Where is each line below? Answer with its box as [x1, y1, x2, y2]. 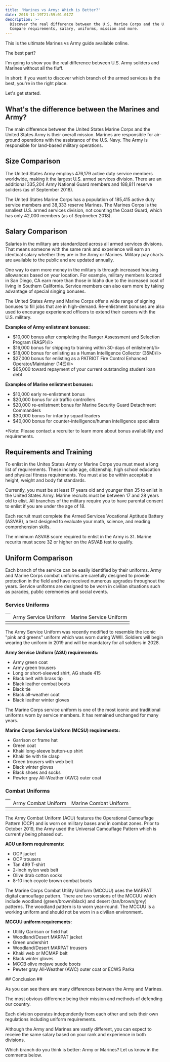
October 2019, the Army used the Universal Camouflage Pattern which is [5, 825, 157, 832]
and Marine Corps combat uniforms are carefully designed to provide [5, 573, 150, 579]
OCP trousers [12, 856, 41, 862]
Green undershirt [12, 939, 49, 945]
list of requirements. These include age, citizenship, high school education [5, 466, 160, 473]
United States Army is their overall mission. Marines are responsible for [5, 131, 153, 137]
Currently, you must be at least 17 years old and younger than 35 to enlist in [5, 487, 163, 493]
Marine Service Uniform [70, 613, 127, 620]
